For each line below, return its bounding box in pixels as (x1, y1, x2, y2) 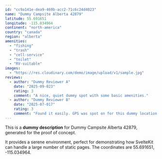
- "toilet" (9, 57, 32, 62)
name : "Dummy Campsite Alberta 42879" (5, 12, 83, 17)
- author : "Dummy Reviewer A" (9, 79, 70, 84)
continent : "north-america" (5, 25, 62, 30)
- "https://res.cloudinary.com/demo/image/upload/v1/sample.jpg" (9, 71, 145, 75)
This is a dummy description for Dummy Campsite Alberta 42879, (5, 124, 138, 130)
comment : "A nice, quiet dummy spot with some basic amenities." (14, 93, 149, 98)
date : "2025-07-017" (14, 102, 55, 107)
